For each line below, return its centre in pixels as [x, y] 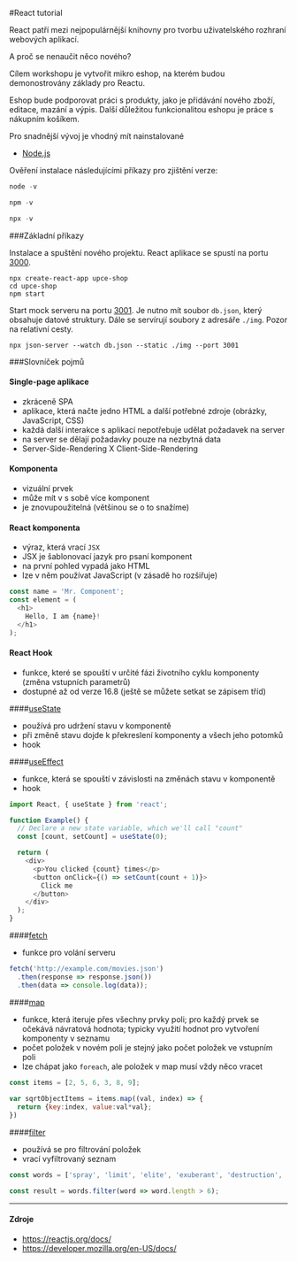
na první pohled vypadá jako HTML [86, 566]
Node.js [36, 153]
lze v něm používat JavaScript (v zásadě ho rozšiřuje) [120, 575]
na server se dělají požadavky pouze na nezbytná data [121, 439]
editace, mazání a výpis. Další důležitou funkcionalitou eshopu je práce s [141, 109]
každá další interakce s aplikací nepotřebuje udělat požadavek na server [153, 429]
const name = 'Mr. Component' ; [67, 592]
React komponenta [45, 527]
